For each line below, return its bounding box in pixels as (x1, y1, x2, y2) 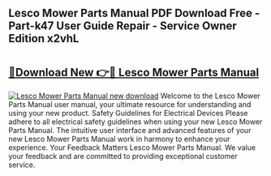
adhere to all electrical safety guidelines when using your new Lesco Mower (8, 117, 263, 127)
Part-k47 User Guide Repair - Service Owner (8, 19, 237, 33)
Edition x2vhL (8, 32, 80, 45)
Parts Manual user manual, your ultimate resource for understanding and (8, 100, 252, 109)
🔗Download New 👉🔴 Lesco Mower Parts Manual (8, 65, 260, 79)
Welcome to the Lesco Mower (160, 91, 261, 101)
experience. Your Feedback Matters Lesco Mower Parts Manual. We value (8, 143, 256, 152)
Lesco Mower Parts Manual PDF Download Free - (8, 6, 260, 20)
